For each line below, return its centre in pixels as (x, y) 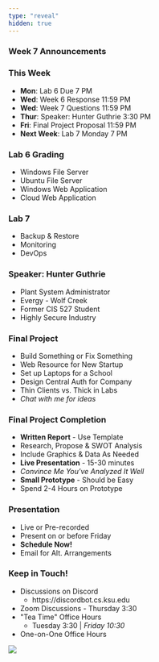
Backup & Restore (49, 236)
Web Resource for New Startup (71, 364)
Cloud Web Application (58, 198)
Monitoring (38, 245)
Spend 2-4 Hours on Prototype (71, 489)
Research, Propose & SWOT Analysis (81, 446)
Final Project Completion (57, 419)
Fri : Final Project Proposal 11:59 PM (78, 125)
